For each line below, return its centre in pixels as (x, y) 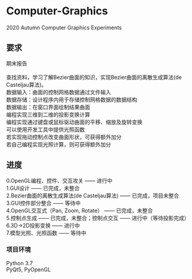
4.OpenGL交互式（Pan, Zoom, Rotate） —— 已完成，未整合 (80, 210)
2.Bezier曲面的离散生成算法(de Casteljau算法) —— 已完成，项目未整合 (93, 195)
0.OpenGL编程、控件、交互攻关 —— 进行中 (59, 180)
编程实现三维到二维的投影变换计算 (48, 114)
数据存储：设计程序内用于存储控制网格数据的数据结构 (72, 99)
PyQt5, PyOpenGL (28, 269)
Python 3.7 (19, 263)
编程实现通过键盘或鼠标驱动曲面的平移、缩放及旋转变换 (74, 122)
